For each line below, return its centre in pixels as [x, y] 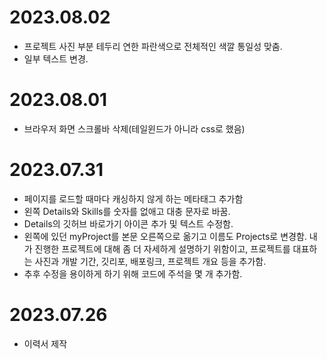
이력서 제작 [45, 343]
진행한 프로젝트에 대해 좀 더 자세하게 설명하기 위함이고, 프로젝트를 [162, 248]
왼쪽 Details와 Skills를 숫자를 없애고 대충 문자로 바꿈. [127, 211]
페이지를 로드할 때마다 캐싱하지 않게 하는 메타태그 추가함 [133, 198]
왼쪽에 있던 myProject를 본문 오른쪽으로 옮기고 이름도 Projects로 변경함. [165, 236]
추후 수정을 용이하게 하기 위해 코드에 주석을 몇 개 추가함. [133, 273]
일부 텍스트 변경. [56, 58]
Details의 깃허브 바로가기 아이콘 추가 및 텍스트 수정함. [128, 223]
